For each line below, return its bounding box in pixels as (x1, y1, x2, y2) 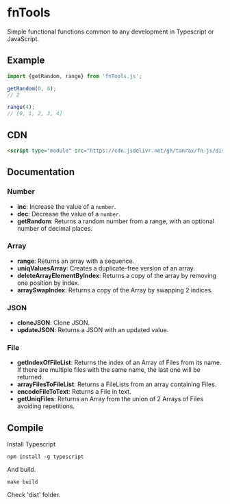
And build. (7, 466, 36, 474)
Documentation (7, 166, 75, 178)
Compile (7, 422, 44, 433)
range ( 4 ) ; (7, 104, 36, 111)
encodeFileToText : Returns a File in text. (16, 388, 131, 396)
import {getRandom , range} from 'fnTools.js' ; (7, 73, 142, 79)
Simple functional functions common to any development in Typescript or (7, 27, 214, 36)
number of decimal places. (16, 224, 93, 232)
